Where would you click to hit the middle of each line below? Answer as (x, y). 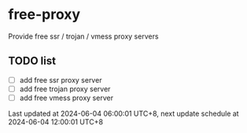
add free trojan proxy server (65, 89)
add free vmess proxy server (66, 98)
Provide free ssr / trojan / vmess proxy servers (83, 36)
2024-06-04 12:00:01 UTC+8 (56, 122)
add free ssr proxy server (61, 79)
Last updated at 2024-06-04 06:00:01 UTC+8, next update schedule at (124, 113)
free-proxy (44, 15)
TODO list (32, 61)
